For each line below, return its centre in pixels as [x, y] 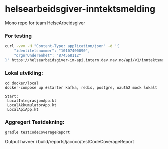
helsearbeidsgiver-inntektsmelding [80, 9]
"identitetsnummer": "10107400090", [52, 51]
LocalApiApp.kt [23, 110]
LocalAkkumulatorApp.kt [32, 105]
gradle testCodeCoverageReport [38, 132]
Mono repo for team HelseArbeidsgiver [45, 23]
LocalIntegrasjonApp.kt [32, 101]
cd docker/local [22, 83]
